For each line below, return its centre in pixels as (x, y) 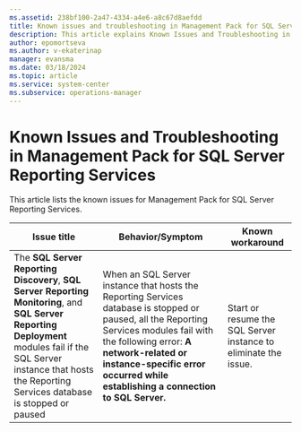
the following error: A (147, 341)
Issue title (54, 237)
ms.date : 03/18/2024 (48, 68)
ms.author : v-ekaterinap (56, 51)
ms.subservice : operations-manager (76, 92)
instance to (251, 341)
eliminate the (254, 353)
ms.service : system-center (60, 84)
